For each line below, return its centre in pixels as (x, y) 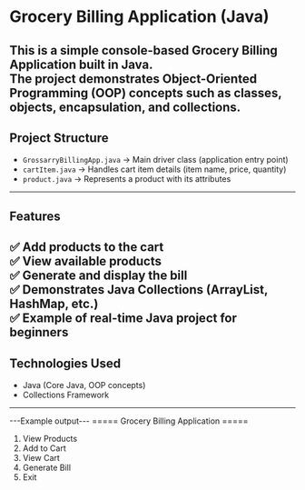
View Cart (41, 457)
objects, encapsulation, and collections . (125, 107)
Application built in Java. (81, 64)
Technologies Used (65, 363)
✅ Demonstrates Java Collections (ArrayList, (139, 290)
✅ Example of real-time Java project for (123, 319)
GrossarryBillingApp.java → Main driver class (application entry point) (155, 160)
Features (35, 216)
